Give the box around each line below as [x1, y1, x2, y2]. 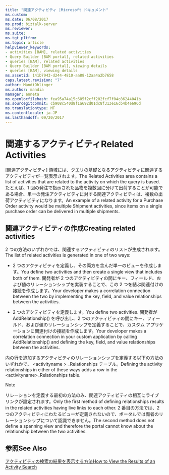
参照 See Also [5, 444, 47, 452]
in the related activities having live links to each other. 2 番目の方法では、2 [5, 404, 160, 411]
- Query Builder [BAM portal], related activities [5, 54, 114, 59]
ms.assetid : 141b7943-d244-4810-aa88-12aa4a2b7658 [5, 73, 114, 78]
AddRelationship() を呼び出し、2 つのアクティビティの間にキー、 [12, 315, 147, 321]
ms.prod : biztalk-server [5, 21, 58, 27]
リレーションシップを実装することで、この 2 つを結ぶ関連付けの [30, 281, 163, 287]
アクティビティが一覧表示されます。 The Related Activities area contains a [5, 173, 158, 179]
